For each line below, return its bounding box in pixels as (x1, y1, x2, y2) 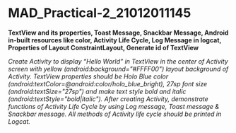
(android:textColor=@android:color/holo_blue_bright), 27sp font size (8, 79, 208, 88)
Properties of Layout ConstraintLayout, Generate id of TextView (8, 43, 199, 52)
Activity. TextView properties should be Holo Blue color (8, 72, 169, 81)
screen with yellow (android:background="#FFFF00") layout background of (8, 64, 229, 73)
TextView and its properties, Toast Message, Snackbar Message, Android (8, 28, 229, 37)
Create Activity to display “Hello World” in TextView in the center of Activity (8, 57, 228, 65)
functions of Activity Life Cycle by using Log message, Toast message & (8, 102, 220, 110)
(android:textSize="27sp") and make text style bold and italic (8, 87, 187, 96)
